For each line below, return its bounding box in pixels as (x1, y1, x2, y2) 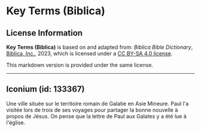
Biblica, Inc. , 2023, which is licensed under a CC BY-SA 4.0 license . (6, 50, 173, 57)
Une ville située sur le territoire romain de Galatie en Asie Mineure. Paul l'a (6, 100, 189, 107)
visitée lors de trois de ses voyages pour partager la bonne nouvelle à (6, 106, 178, 114)
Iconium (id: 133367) (6, 84, 85, 95)
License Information (6, 28, 83, 38)
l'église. (6, 119, 26, 126)
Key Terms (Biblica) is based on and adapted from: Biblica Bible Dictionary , (6, 43, 193, 51)
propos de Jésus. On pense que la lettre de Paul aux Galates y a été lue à (6, 112, 187, 120)
